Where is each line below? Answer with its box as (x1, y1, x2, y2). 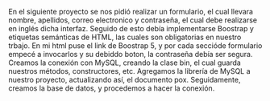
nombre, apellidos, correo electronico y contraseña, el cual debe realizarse (8, 15, 258, 25)
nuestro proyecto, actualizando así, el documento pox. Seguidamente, (8, 75, 241, 84)
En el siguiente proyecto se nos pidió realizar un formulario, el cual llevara (8, 7, 254, 16)
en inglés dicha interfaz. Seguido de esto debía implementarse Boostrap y (8, 24, 254, 33)
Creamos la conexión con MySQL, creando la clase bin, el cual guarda (8, 58, 242, 67)
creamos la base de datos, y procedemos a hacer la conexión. (8, 83, 215, 93)
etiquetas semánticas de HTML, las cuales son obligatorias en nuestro (8, 32, 242, 42)
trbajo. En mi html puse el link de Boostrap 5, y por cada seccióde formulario (8, 41, 263, 50)
